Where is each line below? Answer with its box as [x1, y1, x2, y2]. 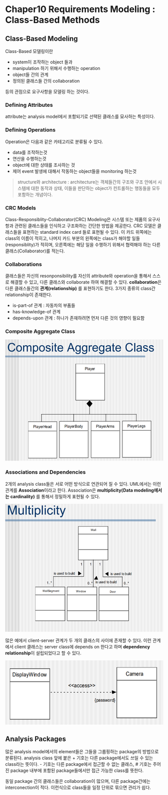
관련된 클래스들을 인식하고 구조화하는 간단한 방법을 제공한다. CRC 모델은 [14, 223, 156, 229]
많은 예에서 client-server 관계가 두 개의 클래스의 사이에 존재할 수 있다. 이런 [5, 637, 152, 643]
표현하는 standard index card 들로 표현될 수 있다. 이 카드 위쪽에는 [22, 229, 152, 235]
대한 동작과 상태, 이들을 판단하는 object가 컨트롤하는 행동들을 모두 [31, 185, 160, 191]
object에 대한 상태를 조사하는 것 [12, 162, 75, 168]
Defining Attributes [5, 101, 53, 108]
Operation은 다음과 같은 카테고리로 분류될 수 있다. [5, 139, 103, 145]
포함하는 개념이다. [17, 191, 53, 197]
